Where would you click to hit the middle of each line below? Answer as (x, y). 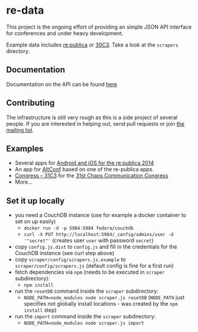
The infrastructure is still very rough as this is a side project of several (92, 117)
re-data (25, 10)
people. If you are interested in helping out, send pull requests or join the (95, 123)
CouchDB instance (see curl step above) (64, 253)
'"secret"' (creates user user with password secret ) (89, 241)
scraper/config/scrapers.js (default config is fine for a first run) (94, 266)
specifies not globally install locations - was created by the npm (100, 304)
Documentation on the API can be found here (62, 84)
